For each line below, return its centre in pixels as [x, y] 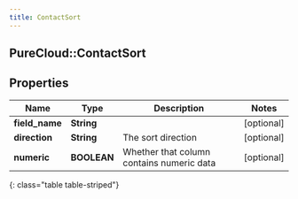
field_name [38, 123]
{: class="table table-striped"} [64, 184]
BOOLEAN [92, 157]
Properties [39, 84]
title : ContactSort [45, 17]
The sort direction [160, 137]
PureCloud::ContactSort [78, 54]
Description [179, 108]
